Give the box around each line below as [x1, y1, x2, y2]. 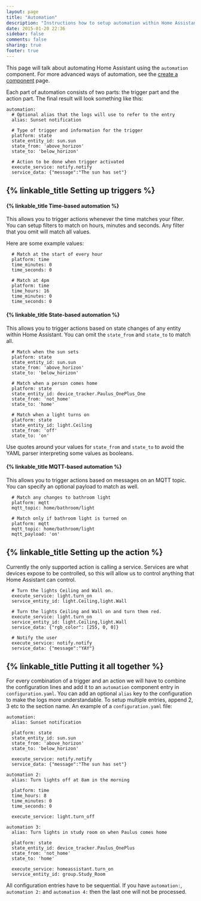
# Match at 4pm [11, 278, 50, 284]
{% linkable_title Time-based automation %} [6, 202, 120, 210]
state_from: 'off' [11, 427, 58, 433]
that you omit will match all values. [6, 228, 91, 235]
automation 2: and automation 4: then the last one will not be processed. [6, 888, 187, 896]
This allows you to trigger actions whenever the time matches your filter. [6, 216, 184, 223]
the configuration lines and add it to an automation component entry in [6, 684, 179, 691]
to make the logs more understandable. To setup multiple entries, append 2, [6, 696, 193, 703]
